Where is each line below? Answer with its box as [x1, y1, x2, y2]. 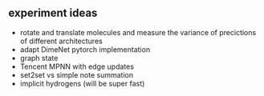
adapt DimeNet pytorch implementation [19, 44, 151, 54]
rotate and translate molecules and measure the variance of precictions [19, 27, 257, 37]
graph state [19, 53, 59, 62]
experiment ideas [8, 6, 98, 20]
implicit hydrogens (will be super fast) [19, 78, 145, 88]
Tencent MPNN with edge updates [19, 62, 135, 71]
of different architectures [19, 36, 103, 46]
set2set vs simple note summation [19, 70, 134, 79]
